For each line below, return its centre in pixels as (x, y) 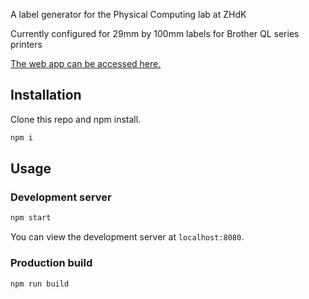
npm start (31, 218)
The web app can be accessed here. (86, 63)
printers (26, 44)
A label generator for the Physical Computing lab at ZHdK (128, 14)
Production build (51, 263)
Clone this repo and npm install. (76, 119)
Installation (46, 95)
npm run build (40, 284)
